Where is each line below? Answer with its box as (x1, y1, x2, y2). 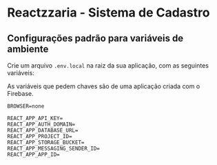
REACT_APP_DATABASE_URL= (7, 127, 79, 134)
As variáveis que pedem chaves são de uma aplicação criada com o (7, 82, 200, 90)
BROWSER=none (7, 103, 45, 110)
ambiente (7, 43, 49, 55)
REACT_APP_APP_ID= (7, 151, 60, 158)
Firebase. (7, 90, 34, 97)
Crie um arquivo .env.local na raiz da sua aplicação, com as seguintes (7, 61, 209, 70)
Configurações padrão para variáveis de (7, 32, 184, 44)
